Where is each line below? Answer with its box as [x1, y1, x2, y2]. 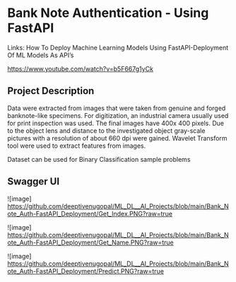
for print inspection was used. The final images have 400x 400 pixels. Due [7, 119, 225, 127]
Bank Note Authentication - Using [7, 5, 209, 21]
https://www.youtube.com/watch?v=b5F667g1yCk [7, 64, 154, 73]
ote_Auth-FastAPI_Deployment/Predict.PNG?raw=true [7, 266, 165, 275]
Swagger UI [7, 175, 60, 188]
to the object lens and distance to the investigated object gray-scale [7, 126, 206, 135]
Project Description [7, 85, 95, 97]
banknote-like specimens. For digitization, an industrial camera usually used [7, 111, 229, 119]
